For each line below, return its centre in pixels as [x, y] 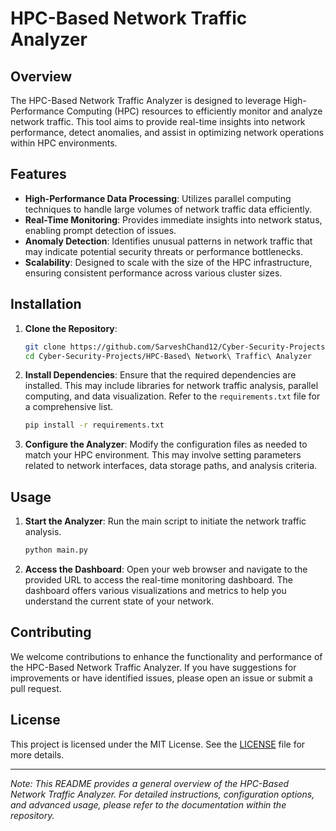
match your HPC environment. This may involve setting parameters [163, 455]
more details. [37, 754]
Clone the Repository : [71, 328]
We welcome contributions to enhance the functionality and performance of [166, 656]
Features [38, 174]
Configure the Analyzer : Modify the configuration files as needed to [166, 444]
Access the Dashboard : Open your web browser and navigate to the [166, 569]
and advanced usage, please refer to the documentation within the [148, 804]
